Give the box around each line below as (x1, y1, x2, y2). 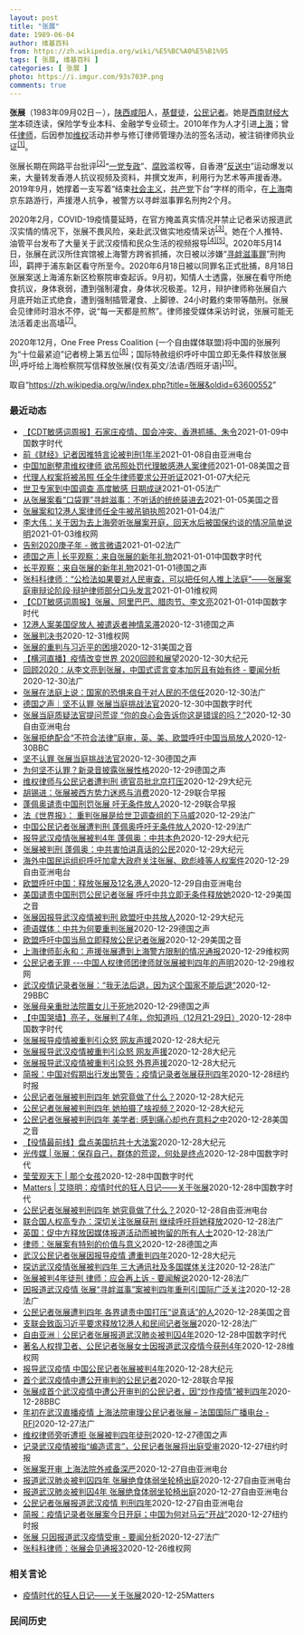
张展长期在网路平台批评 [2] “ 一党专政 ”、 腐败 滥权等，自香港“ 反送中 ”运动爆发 (9, 160, 287, 171)
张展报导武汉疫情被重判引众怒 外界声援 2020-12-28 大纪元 (22, 1058, 237, 1069)
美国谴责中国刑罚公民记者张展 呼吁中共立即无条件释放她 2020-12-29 (22, 889, 276, 900)
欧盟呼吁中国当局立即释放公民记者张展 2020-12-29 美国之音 (22, 934, 242, 945)
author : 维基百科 (9, 38, 70, 48)
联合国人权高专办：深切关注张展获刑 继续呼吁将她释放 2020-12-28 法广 (22, 1216, 284, 1227)
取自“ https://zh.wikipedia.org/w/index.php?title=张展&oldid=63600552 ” (9, 379, 277, 390)
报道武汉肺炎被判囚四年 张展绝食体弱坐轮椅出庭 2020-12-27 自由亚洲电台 (22, 1475, 291, 1486)
